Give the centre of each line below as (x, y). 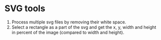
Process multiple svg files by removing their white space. (69, 22)
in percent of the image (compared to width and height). (68, 32)
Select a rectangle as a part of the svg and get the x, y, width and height (84, 27)
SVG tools (25, 9)
